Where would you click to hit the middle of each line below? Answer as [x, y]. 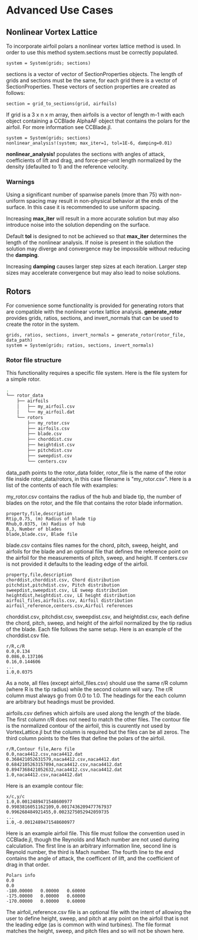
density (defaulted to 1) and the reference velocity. [67, 166]
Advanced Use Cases [60, 10]
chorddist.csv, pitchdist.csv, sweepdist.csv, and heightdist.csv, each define [98, 616]
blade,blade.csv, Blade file [42, 534]
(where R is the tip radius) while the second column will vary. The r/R [90, 689]
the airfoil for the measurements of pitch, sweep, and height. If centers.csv [97, 558]
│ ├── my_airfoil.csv [46, 407]
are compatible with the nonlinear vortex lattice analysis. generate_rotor [94, 312]
